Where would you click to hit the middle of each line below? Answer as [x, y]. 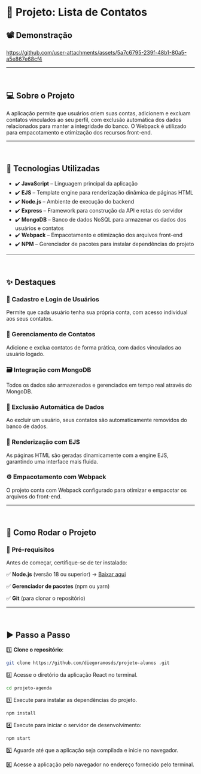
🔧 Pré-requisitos [31, 550]
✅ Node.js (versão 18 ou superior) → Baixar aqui [66, 574]
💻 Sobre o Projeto [40, 96]
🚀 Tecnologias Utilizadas [53, 168]
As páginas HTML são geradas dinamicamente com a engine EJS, [87, 455]
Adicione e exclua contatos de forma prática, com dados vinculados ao [94, 347]
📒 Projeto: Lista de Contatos [77, 12]
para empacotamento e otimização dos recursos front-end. [79, 132]
